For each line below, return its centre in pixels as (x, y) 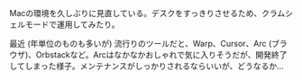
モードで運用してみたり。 (72, 24)
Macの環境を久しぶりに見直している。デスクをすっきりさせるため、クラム (147, 13)
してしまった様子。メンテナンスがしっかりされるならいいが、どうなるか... (146, 66)
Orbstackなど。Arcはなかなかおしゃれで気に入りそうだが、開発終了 (161, 55)
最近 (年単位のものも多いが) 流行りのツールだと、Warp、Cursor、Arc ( (141, 44)
